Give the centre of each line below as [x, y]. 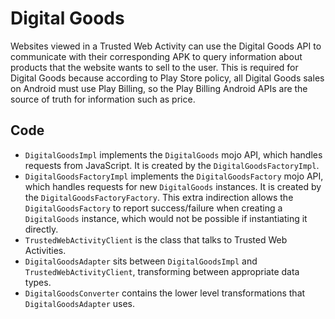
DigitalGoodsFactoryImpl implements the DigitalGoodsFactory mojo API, [174, 176]
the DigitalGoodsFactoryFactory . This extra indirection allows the [159, 197]
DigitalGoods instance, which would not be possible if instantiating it [166, 218]
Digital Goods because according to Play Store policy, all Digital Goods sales [167, 78]
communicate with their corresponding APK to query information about [156, 56]
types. [38, 282]
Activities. [45, 250]
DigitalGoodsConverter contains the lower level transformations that [165, 293]
